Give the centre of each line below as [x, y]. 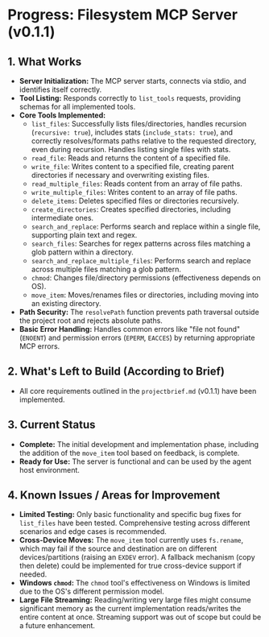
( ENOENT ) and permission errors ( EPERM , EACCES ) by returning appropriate [137, 337]
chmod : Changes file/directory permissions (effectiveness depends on [146, 278]
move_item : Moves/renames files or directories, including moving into [145, 295]
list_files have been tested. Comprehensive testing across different [134, 523]
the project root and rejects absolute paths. [91, 321]
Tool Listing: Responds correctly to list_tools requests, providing [130, 98]
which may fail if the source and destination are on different [118, 548]
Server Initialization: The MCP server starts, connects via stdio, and [132, 81]
